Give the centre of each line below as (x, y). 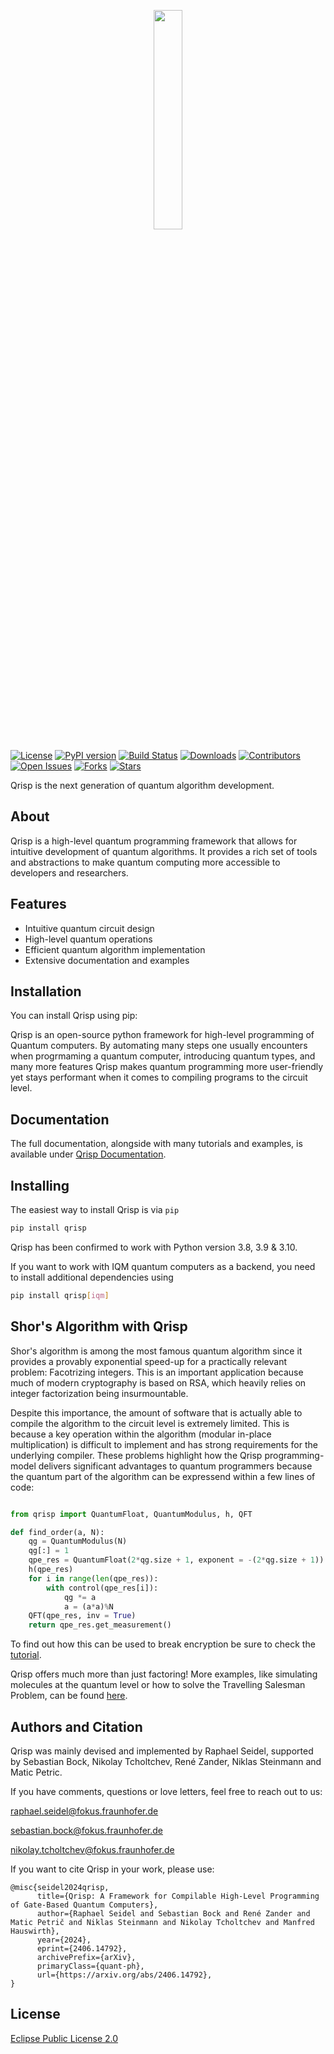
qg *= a (80, 1597)
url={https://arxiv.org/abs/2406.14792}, (124, 1975)
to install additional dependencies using (92, 1277)
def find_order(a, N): (57, 1532)
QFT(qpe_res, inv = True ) (82, 1616)
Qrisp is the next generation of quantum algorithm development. (142, 785)
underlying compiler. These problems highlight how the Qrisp (136, 1455)
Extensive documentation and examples (107, 960)
